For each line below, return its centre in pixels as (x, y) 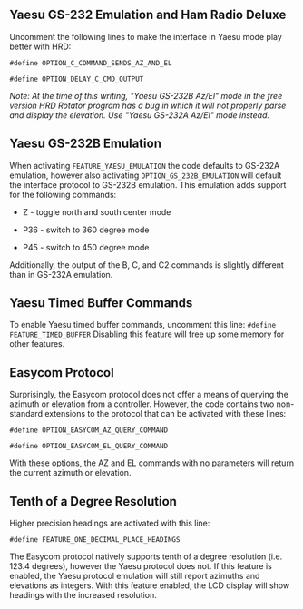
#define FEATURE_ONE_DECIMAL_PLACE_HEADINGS (95, 540)
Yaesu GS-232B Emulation (85, 144)
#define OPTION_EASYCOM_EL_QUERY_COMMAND (89, 447)
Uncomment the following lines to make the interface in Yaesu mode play (146, 36)
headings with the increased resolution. (83, 595)
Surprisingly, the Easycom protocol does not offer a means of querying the (149, 395)
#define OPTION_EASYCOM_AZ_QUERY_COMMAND (89, 430)
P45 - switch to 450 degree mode (86, 247)
